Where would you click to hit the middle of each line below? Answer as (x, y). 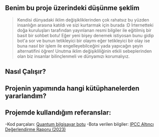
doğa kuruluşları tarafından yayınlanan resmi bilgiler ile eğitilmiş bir (84, 30)
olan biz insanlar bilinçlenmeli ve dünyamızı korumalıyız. (73, 56)
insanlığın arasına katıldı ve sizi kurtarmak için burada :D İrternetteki (85, 25)
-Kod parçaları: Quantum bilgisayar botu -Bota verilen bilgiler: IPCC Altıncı (79, 124)
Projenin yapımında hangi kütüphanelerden (72, 88)
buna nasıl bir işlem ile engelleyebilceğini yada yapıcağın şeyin (80, 46)
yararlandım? (26, 96)
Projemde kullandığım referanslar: (58, 112)
